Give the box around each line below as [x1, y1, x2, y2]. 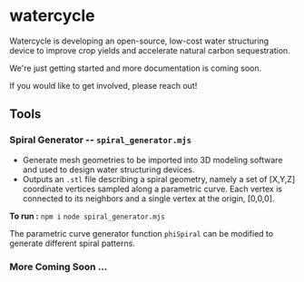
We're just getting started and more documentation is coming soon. [9, 63, 262, 73]
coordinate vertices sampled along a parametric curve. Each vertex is [22, 183, 283, 194]
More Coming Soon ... [9, 260, 108, 273]
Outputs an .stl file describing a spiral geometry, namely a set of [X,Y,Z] [22, 173, 296, 184]
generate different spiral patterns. [9, 238, 136, 248]
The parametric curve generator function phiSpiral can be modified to [9, 228, 274, 238]
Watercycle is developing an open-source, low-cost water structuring [9, 35, 270, 46]
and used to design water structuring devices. [22, 164, 195, 175]
